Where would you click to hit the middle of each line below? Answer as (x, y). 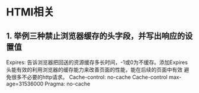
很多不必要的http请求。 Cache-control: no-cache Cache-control (89, 77)
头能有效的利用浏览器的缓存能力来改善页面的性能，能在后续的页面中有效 (94, 70)
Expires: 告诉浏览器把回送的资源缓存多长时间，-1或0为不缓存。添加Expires (97, 62)
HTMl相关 (30, 12)
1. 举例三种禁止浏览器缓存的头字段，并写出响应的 (96, 36)
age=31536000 (25, 84)
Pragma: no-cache (68, 84)
